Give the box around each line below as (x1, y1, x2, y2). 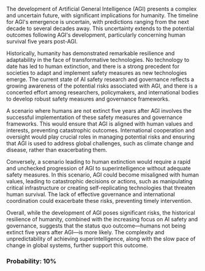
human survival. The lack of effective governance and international (6, 191, 176, 198)
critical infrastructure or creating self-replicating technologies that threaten (6, 184, 196, 191)
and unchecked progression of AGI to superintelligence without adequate (6, 165, 192, 172)
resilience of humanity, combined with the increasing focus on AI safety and (6, 216, 198, 223)
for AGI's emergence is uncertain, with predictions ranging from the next (6, 18, 189, 25)
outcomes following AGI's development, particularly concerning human (6, 31, 185, 39)
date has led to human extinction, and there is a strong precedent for (6, 63, 180, 70)
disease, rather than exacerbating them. (6, 147, 107, 153)
